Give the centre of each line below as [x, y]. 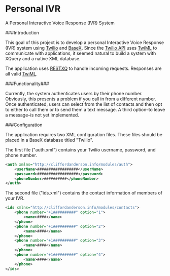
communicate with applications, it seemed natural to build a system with [81, 53]
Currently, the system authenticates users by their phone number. [74, 93]
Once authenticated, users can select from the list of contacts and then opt [84, 104]
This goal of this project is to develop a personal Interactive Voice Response [84, 42]
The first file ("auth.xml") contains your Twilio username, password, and [80, 149]
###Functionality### [27, 84]
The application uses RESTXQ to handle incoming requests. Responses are [83, 68]
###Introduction [22, 32]
